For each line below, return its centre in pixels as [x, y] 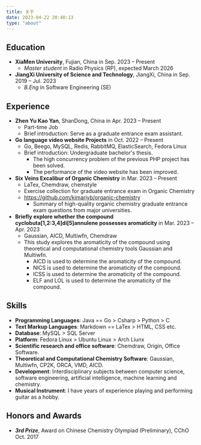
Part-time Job [41, 127]
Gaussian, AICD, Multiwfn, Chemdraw [70, 236]
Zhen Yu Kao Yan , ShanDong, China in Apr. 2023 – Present [88, 121]
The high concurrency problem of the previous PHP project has [111, 159]
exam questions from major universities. [82, 210]
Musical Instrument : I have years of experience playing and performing [104, 390]
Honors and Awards [44, 416]
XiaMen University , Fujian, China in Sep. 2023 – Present [85, 62]
